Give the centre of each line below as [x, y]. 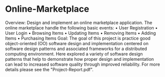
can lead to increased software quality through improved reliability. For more [82, 64]
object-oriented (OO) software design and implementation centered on [77, 43]
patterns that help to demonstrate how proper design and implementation [80, 59]
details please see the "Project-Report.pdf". [49, 69]
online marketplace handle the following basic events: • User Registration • [82, 27]
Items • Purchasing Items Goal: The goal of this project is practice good [78, 38]
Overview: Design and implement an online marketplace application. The [79, 23]
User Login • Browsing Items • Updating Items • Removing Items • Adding [81, 33]
